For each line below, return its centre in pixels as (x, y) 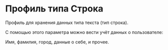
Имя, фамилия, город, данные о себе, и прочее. (57, 42)
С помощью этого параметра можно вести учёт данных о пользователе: (84, 32)
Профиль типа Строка (54, 9)
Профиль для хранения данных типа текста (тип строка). (67, 22)
